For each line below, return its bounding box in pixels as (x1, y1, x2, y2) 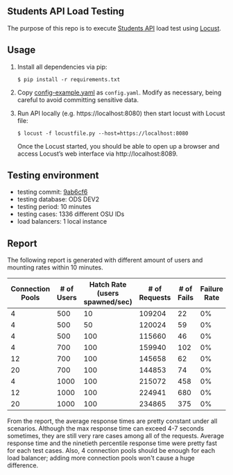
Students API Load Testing (7, 6, 125, 17)
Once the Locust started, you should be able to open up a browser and (17, 142, 220, 150)
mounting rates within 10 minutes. (7, 263, 104, 272)
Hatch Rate (89, 280, 127, 290)
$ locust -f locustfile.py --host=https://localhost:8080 (17, 130, 189, 137)
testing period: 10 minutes (17, 203, 92, 211)
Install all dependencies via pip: (17, 62, 107, 71)
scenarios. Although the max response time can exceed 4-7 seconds (7, 424, 205, 433)
